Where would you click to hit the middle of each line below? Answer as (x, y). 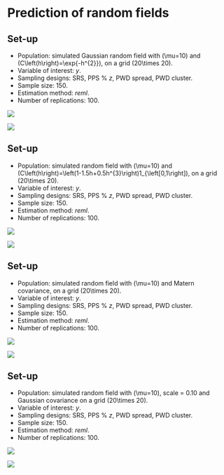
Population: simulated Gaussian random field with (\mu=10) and (109, 55)
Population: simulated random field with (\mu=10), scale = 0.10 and (113, 393)
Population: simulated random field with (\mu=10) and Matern (106, 283)
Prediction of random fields (88, 13)
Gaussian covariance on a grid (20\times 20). (83, 401)
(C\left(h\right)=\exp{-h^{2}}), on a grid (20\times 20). (95, 63)
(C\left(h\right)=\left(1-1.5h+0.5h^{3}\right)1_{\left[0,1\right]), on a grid (117, 173)
